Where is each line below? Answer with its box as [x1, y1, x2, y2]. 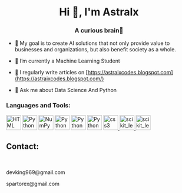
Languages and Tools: [6, 102, 71, 110]
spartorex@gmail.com [6, 180, 60, 187]
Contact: [6, 142, 39, 152]
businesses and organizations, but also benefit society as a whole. [14, 46, 177, 53]
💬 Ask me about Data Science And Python [14, 87, 117, 94]
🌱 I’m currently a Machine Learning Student [14, 57, 121, 64]
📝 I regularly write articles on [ [14, 69, 88, 76]
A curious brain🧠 [74, 27, 124, 35]
